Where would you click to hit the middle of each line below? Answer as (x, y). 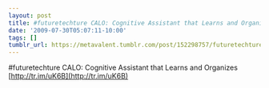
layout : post (30, 15)
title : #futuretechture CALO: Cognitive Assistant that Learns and (123, 23)
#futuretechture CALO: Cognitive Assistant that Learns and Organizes (123, 67)
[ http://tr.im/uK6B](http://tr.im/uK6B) (68, 76)
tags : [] (23, 38)
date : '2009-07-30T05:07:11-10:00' (68, 30)
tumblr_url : (28, 45)
